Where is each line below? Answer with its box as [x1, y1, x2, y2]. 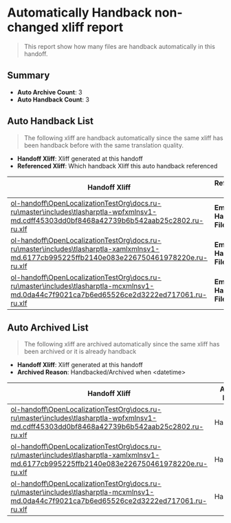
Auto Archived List [7, 322, 89, 333]
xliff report [61, 19, 124, 35]
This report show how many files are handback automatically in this [23, 42, 215, 50]
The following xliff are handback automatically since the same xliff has [23, 133, 223, 142]
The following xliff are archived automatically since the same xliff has [23, 340, 220, 348]
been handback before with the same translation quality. [23, 141, 184, 149]
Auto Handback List [7, 115, 94, 127]
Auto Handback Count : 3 [16, 95, 89, 103]
